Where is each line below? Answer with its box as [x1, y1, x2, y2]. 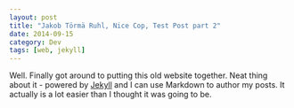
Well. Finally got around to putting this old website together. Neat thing [9, 70, 268, 81]
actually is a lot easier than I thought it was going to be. [9, 89, 212, 100]
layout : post [9, 12, 58, 22]
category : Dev [9, 37, 62, 47]
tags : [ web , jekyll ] [9, 46, 86, 55]
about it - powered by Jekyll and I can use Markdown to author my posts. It [9, 80, 285, 90]
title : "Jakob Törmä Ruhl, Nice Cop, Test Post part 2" [9, 21, 221, 30]
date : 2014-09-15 [9, 29, 74, 38]
